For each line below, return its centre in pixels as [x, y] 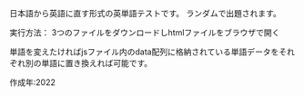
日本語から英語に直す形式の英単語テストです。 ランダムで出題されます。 [146, 13]
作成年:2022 [33, 82]
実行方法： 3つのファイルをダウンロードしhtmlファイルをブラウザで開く [145, 33]
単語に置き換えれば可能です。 [96, 63]
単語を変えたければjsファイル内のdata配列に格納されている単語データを [144, 52]
